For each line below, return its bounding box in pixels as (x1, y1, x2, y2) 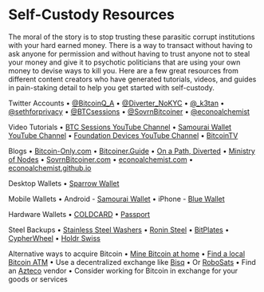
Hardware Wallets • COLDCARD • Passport (8, 209, 150, 219)
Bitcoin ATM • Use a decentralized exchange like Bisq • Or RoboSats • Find (8, 257, 257, 266)
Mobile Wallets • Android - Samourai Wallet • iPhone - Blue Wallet (8, 194, 225, 203)
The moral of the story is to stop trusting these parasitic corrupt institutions (8, 32, 255, 41)
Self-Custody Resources (8, 6, 175, 24)
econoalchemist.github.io (8, 163, 92, 172)
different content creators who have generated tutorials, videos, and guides (8, 74, 257, 84)
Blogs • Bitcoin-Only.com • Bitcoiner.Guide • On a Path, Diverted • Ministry (8, 146, 255, 156)
